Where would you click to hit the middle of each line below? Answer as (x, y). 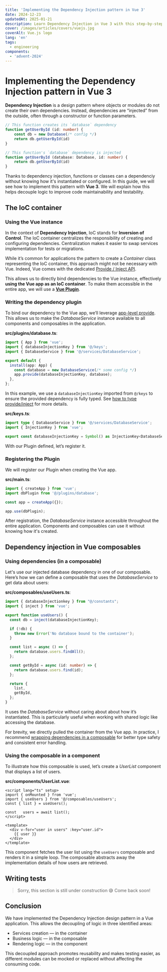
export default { (23, 361)
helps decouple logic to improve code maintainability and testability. (75, 192)
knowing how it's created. (32, 531)
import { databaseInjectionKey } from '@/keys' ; (56, 347)
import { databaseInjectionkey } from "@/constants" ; (62, 602)
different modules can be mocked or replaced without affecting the (74, 959)
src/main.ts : (18, 479)
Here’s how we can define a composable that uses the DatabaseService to (82, 577)
